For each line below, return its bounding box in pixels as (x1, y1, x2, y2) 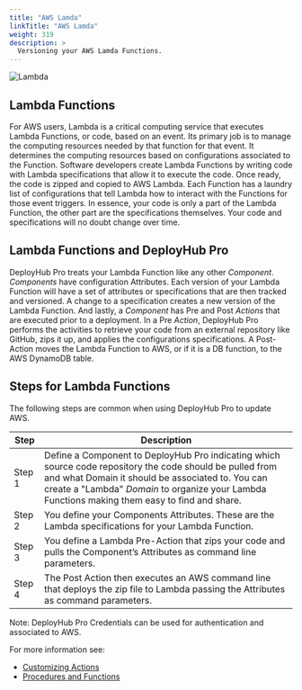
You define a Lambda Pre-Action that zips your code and (44, 534, 286, 547)
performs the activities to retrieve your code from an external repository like (9, 324, 290, 335)
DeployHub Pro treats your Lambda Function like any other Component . (9, 266, 274, 277)
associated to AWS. (9, 626, 82, 637)
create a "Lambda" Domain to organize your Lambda (44, 482, 267, 495)
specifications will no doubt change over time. (9, 217, 181, 228)
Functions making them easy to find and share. (44, 494, 242, 506)
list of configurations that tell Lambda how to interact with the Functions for (9, 188, 288, 199)
